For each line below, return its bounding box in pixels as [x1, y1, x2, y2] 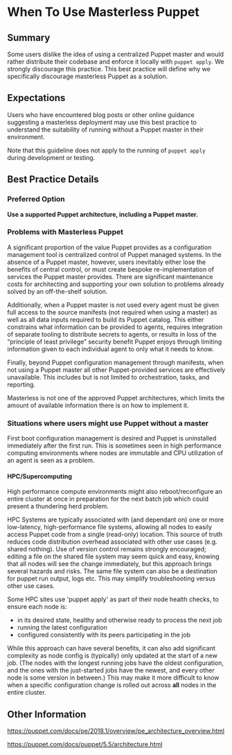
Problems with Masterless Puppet [7, 227, 123, 237]
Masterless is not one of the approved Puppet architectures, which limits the [7, 393, 225, 402]
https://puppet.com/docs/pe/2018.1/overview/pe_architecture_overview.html [7, 727, 225, 735]
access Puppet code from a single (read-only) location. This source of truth [7, 531, 223, 539]
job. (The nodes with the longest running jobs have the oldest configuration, [7, 659, 224, 667]
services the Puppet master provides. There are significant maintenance [7, 272, 213, 281]
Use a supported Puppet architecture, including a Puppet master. [7, 210, 199, 218]
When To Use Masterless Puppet [7, 4, 199, 20]
